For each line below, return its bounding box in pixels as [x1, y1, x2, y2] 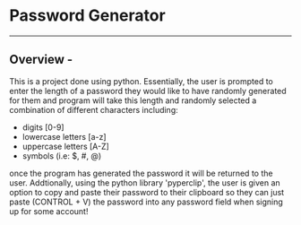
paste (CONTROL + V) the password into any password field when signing [9, 196, 284, 207]
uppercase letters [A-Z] [21, 141, 109, 151]
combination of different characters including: [9, 104, 179, 115]
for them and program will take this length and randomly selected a [9, 95, 257, 106]
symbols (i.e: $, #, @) [21, 150, 102, 161]
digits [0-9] [21, 122, 64, 133]
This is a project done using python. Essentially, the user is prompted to [9, 75, 273, 86]
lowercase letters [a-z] [21, 131, 107, 142]
